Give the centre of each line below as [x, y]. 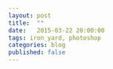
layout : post [30, 15]
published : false [37, 52]
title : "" [26, 23]
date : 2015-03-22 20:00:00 [56, 30]
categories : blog [37, 45]
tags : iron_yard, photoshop [55, 38]
